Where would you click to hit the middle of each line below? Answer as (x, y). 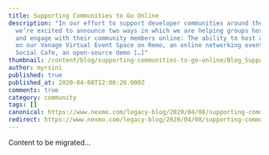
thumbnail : (26, 61)
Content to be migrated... (50, 142)
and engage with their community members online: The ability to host (136, 38)
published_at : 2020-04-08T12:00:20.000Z (77, 82)
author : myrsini (35, 68)
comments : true (34, 90)
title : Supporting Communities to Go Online (84, 16)
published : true (35, 75)
